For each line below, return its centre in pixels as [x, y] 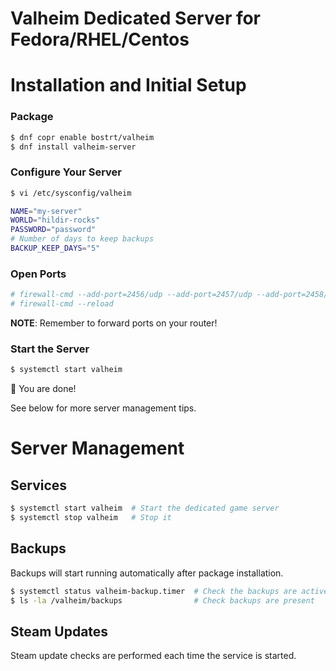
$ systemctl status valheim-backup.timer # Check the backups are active [169, 591]
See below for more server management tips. [103, 408]
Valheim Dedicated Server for [136, 18]
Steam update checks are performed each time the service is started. [153, 656]
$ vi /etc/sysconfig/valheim [71, 193]
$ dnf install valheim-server [73, 147]
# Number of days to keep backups [82, 239]
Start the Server [50, 349]
